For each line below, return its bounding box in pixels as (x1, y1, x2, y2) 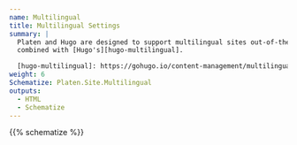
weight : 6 (9, 70, 46, 80)
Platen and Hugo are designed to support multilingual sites (17, 37, 247, 47)
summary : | (9, 29, 49, 38)
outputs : (9, 86, 42, 95)
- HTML (17, 95, 42, 103)
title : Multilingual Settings (9, 21, 121, 30)
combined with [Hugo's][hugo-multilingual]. (17, 46, 184, 55)
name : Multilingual (9, 12, 81, 22)
